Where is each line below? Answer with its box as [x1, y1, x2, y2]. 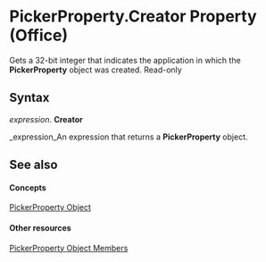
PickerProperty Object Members [9, 242, 129, 253]
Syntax [9, 90, 50, 106]
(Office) [9, 25, 69, 46]
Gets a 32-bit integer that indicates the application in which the [9, 55, 241, 65]
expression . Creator [9, 114, 83, 124]
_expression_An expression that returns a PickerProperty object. [9, 131, 248, 142]
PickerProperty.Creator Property [9, 6, 257, 27]
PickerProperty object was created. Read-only [9, 64, 183, 75]
